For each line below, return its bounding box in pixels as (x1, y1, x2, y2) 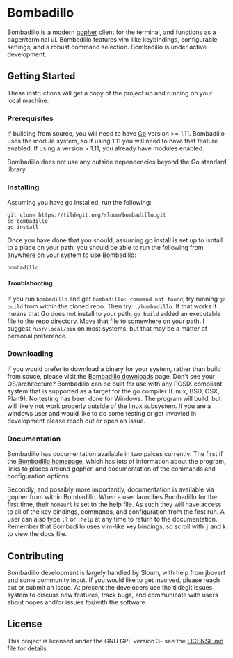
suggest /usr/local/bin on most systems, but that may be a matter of (7, 324, 208, 332)
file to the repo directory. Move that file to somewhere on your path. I (7, 317, 205, 325)
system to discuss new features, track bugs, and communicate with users (7, 590, 218, 599)
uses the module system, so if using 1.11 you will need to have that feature (7, 137, 218, 146)
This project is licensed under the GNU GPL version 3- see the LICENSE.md (7, 636, 224, 645)
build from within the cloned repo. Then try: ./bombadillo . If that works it (7, 301, 217, 311)
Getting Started (7, 70, 76, 82)
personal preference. (7, 331, 67, 340)
